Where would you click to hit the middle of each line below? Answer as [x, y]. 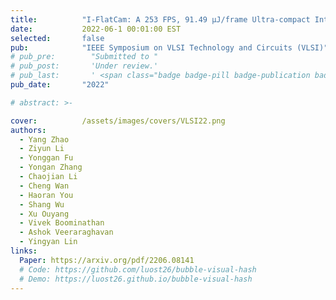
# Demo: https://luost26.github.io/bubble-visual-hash [136, 279]
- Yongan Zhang [51, 167]
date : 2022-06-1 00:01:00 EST [96, 29]
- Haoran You [46, 195]
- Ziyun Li [42, 149]
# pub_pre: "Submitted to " [84, 57]
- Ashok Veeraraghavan [66, 232]
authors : [28, 130]
